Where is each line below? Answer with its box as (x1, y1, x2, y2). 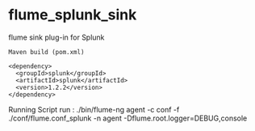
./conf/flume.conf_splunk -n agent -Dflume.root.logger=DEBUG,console (8, 113, 248, 123)
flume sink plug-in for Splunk (8, 32, 105, 42)
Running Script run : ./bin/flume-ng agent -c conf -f (8, 104, 180, 114)
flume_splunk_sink (8, 6, 137, 24)
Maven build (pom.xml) (8, 48, 85, 56)
